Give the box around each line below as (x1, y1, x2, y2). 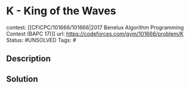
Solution (6, 74, 38, 84)
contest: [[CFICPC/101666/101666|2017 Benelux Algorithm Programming (6, 24, 184, 31)
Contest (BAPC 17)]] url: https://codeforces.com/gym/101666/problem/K (6, 30, 184, 37)
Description (6, 54, 51, 64)
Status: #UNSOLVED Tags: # (6, 36, 76, 43)
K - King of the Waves (6, 4, 117, 18)
